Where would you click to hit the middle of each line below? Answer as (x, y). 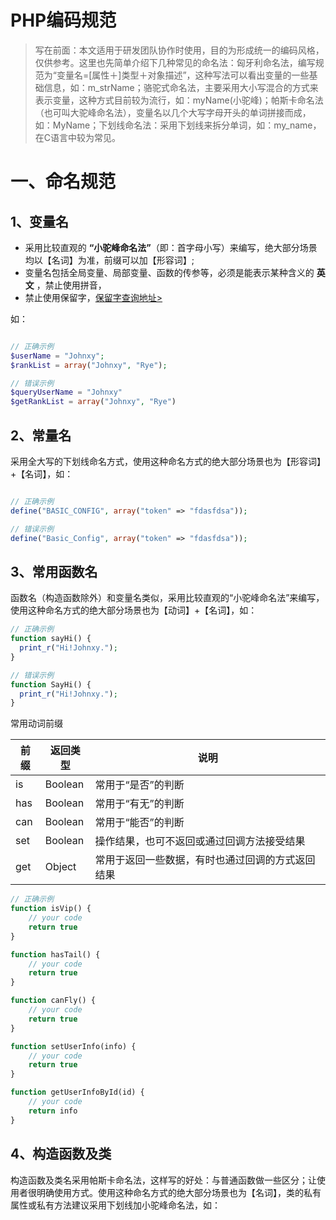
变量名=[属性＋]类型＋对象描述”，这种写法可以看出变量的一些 (183, 75)
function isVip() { (51, 909)
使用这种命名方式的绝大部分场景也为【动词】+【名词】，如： (134, 610)
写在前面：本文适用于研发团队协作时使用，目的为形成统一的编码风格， (179, 50)
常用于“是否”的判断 (139, 785)
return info (53, 1111)
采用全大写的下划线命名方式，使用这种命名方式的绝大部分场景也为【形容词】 (168, 461)
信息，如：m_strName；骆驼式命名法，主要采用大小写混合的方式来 (181, 87)
